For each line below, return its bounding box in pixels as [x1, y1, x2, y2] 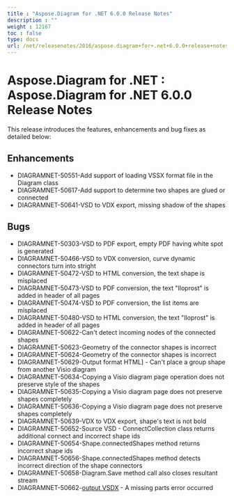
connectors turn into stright [17, 262, 96, 270]
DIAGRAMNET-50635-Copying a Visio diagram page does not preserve [17, 387, 223, 395]
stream [17, 476, 38, 484]
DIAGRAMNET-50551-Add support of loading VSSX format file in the [17, 171, 214, 180]
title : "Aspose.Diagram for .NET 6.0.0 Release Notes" [7, 10, 173, 17]
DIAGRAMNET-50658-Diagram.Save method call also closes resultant [17, 468, 218, 477]
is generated [17, 246, 54, 255]
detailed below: [7, 132, 52, 141]
